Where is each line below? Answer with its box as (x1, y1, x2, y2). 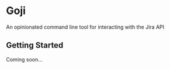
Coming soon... (6, 56, 43, 63)
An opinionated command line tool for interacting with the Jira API (6, 23, 165, 30)
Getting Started (6, 40, 64, 50)
